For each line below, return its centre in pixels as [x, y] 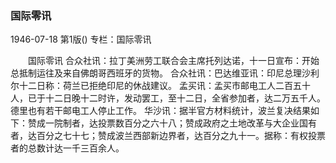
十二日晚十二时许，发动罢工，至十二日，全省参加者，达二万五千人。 [185, 98]
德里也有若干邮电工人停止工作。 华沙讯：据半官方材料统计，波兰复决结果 [160, 111]
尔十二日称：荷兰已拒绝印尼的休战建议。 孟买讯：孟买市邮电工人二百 [151, 86]
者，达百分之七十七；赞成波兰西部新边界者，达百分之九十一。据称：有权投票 [168, 136]
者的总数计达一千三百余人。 [67, 148]
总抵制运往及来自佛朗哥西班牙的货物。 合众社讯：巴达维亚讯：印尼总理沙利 [165, 73]
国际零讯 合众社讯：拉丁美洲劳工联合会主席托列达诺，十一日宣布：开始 [173, 61]
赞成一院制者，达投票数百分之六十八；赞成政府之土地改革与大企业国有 [172, 123]
